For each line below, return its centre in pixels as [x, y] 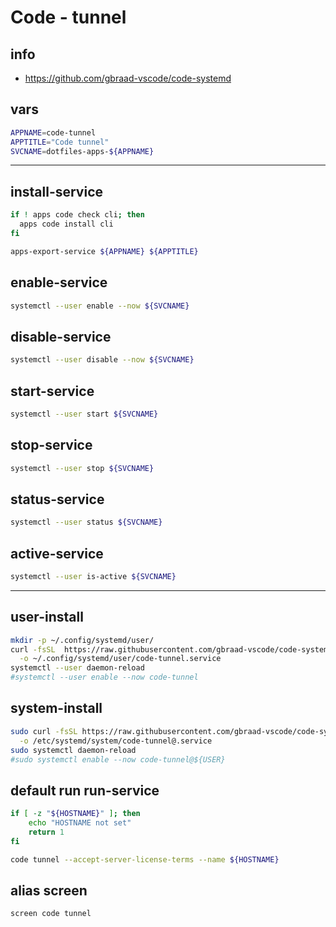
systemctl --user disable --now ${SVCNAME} [102, 360]
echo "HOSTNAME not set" [80, 823]
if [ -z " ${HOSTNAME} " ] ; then [75, 814]
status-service [57, 499]
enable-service [59, 282]
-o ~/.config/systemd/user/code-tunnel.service [120, 659]
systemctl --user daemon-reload [77, 668]
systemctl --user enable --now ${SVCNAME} [100, 306]
